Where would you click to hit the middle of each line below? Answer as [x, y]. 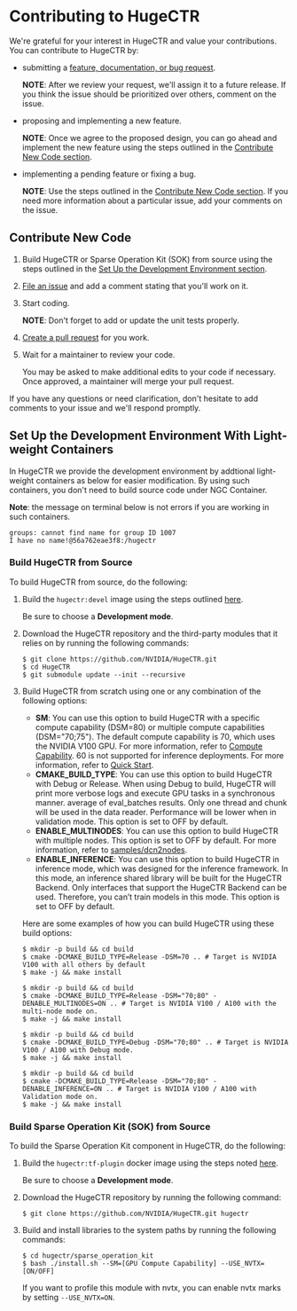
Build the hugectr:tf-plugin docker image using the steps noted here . [150, 1163]
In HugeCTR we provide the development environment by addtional [132, 471]
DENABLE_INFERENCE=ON [62, 1088]
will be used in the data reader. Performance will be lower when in [156, 812]
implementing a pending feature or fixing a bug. [109, 174]
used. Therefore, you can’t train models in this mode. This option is [157, 897]
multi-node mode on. [60, 1011]
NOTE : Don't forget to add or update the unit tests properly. [130, 320]
